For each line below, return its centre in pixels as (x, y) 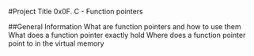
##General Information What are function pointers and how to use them (125, 26)
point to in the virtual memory (56, 43)
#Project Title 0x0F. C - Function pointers (76, 11)
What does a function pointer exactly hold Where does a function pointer (127, 35)
